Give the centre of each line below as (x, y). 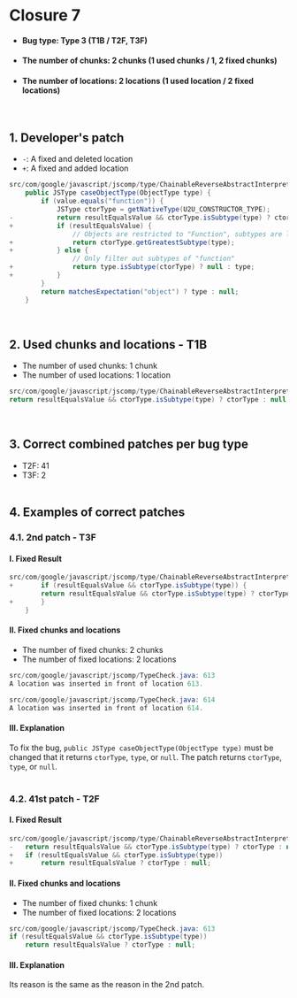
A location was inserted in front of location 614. (106, 708)
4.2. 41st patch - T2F (54, 799)
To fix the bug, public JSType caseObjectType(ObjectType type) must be (141, 748)
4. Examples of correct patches (97, 513)
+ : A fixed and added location (75, 168)
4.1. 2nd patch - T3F (53, 538)
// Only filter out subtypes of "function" (154, 259)
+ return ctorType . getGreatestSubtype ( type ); (122, 242)
